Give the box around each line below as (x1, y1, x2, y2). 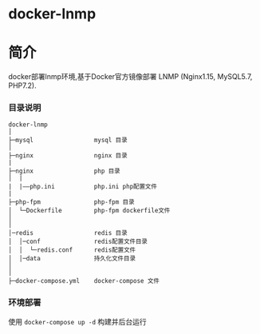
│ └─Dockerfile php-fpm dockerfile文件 (8, 207, 171, 215)
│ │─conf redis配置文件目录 (8, 237, 148, 246)
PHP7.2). (8, 81, 37, 90)
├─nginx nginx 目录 (8, 152, 128, 160)
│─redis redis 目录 (8, 229, 128, 237)
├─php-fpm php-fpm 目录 (8, 198, 135, 206)
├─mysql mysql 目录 (8, 137, 128, 145)
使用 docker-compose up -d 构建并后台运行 (8, 316, 148, 326)
